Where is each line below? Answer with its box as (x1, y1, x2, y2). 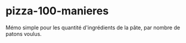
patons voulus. (5, 30, 42, 37)
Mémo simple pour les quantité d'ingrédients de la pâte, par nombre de (5, 24, 180, 31)
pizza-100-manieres (5, 4, 109, 18)
